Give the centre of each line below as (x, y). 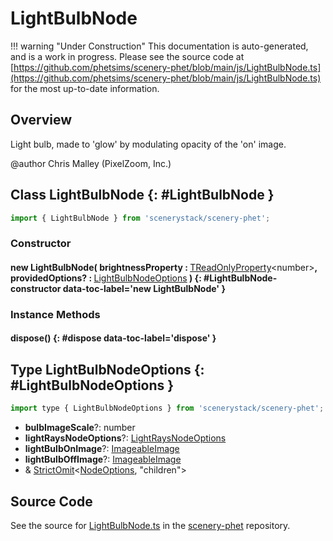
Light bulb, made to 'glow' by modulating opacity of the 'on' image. (148, 144)
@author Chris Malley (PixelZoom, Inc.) (91, 163)
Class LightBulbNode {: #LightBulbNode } (142, 195)
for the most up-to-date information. (85, 88)
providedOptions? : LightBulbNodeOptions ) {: (106, 278)
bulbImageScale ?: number (80, 428)
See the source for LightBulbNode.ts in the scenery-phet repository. (150, 525)
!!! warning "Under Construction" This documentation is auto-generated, (159, 46)
